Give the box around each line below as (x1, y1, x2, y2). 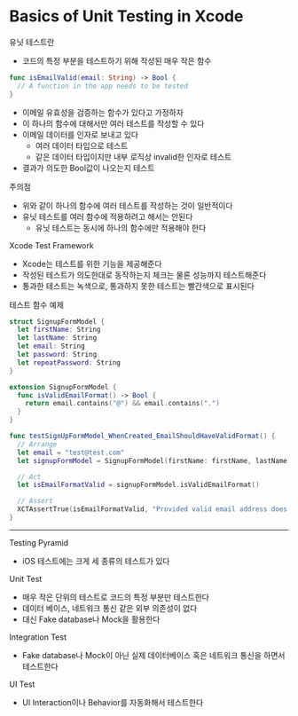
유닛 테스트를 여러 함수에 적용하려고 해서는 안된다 (21, 211, 193, 222)
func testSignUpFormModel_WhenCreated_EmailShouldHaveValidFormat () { (9, 432, 276, 441)
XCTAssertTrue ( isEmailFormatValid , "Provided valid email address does (17, 505, 288, 514)
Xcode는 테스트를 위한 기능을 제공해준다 (21, 258, 162, 269)
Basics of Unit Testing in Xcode (9, 6, 244, 27)
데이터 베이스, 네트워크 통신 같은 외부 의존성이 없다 (21, 602, 198, 613)
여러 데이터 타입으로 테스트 (35, 140, 129, 151)
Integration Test (9, 632, 67, 642)
